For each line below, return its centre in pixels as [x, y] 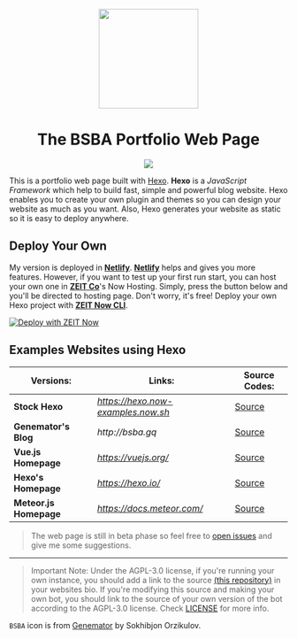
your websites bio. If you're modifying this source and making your [152, 589]
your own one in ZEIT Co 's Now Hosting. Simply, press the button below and [148, 286]
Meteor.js [34, 503]
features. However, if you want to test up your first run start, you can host [143, 277]
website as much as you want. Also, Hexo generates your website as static [145, 209]
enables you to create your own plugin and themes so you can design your [145, 199]
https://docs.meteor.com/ [150, 508]
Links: [162, 381]
